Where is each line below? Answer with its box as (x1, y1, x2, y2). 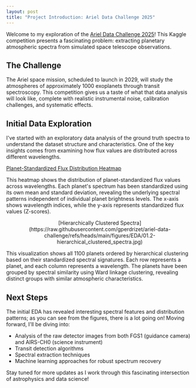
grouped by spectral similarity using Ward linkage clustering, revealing (6, 269, 179, 276)
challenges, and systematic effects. (6, 102, 93, 109)
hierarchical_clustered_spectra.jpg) (56, 238, 143, 245)
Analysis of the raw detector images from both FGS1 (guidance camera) (14, 332, 191, 339)
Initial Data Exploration (6, 118, 92, 128)
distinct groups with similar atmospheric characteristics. (6, 275, 144, 282)
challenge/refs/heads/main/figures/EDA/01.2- (44, 232, 156, 239)
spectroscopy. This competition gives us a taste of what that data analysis (6, 89, 188, 96)
